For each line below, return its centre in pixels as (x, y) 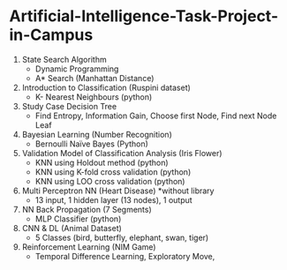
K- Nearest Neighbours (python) (94, 97)
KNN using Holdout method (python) (102, 162)
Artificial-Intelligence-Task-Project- (144, 16)
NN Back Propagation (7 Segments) (87, 209)
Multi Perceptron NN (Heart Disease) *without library (118, 191)
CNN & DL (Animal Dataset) (72, 228)
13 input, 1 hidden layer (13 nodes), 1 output (113, 199)
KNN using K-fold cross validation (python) (113, 172)
